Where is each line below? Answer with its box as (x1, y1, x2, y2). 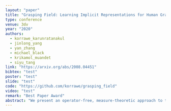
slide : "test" (5, 79, 36, 84)
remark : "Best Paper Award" (5, 93, 65, 98)
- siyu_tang (10, 60, 36, 65)
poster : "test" (5, 74, 38, 79)
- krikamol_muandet (10, 55, 51, 60)
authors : (5, 31, 24, 36)
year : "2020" (5, 27, 33, 32)
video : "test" (5, 88, 36, 94)
